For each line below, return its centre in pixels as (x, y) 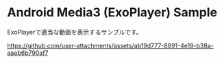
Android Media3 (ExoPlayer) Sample (112, 13)
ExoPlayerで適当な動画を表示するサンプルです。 (75, 32)
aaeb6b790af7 (28, 53)
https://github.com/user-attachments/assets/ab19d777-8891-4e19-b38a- (110, 45)
